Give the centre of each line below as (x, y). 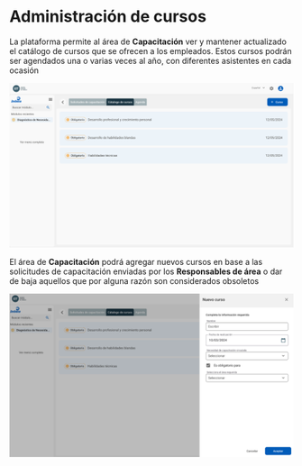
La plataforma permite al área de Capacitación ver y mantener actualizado (148, 41)
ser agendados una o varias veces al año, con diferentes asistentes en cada (151, 60)
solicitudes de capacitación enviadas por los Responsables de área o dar (146, 271)
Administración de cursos (108, 17)
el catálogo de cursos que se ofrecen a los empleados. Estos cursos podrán (151, 50)
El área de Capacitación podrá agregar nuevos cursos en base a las (136, 261)
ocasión (24, 70)
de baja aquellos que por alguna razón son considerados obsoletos (134, 280)
